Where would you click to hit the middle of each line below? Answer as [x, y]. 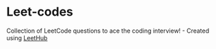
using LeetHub [27, 37]
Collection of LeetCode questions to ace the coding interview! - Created [108, 31]
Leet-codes [40, 12]
